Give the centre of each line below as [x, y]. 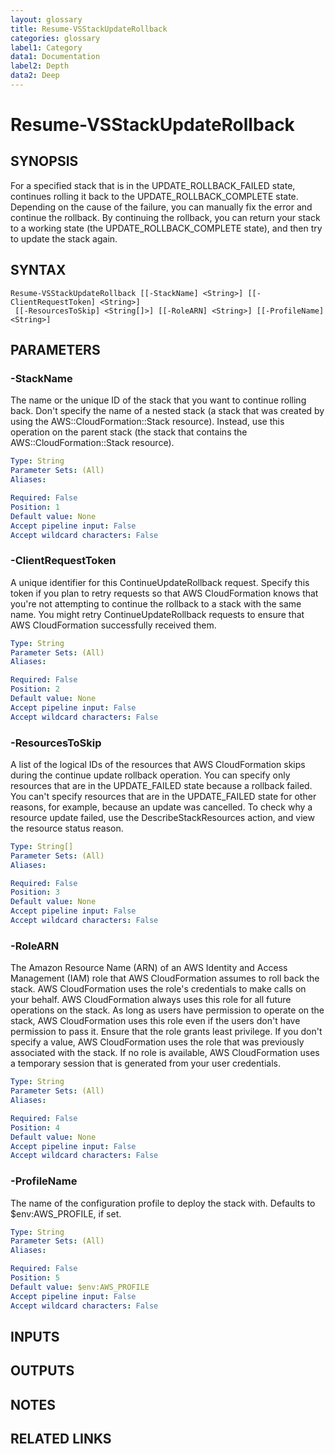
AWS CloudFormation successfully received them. [113, 625]
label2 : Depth [40, 66]
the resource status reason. [67, 828]
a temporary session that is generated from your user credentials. [145, 1063]
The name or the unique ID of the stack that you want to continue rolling [158, 400]
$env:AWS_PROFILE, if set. [66, 1213]
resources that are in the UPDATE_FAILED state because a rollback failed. [161, 785]
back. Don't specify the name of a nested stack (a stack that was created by [167, 411]
